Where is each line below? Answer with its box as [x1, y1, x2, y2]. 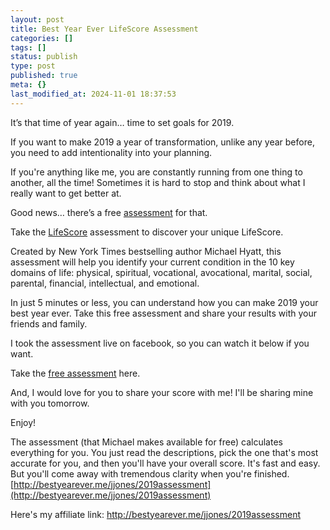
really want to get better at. [10, 187, 122, 199]
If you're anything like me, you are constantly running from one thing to [10, 166, 303, 178]
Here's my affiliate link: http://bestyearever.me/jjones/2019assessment [10, 508, 302, 520]
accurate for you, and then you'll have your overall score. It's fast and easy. [10, 457, 321, 469]
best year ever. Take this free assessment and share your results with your [10, 307, 318, 319]
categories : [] [10, 33, 74, 43]
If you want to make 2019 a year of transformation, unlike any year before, [10, 136, 315, 148]
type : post [10, 61, 56, 71]
